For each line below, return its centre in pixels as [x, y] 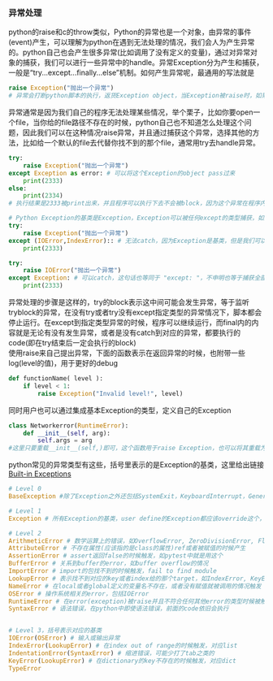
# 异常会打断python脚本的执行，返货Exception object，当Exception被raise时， [132, 96]
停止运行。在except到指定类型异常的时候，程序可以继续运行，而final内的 [130, 323]
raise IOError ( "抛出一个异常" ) [72, 271]
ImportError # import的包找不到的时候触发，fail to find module [113, 571]
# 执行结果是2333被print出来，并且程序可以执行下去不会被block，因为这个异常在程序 [134, 204]
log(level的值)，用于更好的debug [63, 363]
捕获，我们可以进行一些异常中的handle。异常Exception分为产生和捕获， [143, 63]
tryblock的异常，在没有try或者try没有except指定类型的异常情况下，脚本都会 [135, 312]
